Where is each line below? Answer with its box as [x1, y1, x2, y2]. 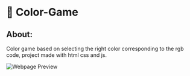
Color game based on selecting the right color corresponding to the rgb [6, 45, 184, 52]
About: [6, 29, 33, 39]
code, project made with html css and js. [6, 51, 107, 59]
